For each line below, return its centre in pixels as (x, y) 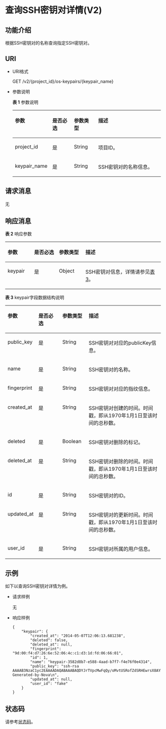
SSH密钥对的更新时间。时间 (121, 515)
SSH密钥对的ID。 (108, 496)
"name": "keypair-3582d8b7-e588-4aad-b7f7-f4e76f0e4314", (91, 662)
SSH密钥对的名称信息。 (125, 167)
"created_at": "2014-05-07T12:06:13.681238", (78, 636)
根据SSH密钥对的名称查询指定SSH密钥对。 (49, 43)
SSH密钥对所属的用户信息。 (121, 549)
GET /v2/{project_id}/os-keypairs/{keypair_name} (63, 81)
